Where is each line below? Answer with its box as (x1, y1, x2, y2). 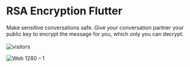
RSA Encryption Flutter (6, 4, 123, 18)
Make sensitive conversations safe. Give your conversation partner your (6, 24, 184, 31)
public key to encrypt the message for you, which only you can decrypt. (6, 30, 184, 37)
